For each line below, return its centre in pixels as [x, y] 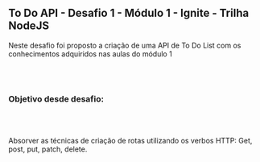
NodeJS [29, 26]
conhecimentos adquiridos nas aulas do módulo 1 [91, 54]
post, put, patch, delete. [48, 149]
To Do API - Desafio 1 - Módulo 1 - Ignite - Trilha [129, 13]
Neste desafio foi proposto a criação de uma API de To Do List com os [125, 45]
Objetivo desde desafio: [56, 98]
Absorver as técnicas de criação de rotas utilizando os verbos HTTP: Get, [130, 141]
